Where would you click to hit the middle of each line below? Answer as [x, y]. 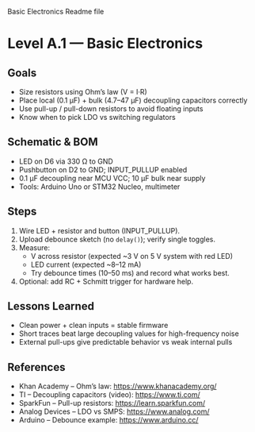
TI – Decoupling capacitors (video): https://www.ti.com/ [109, 395]
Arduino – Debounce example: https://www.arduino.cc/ [108, 420]
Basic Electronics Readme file [56, 12]
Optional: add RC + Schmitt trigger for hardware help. [106, 281]
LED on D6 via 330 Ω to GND [66, 161]
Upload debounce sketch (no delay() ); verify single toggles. [117, 239]
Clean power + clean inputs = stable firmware [93, 326]
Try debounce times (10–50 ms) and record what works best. [130, 272]
